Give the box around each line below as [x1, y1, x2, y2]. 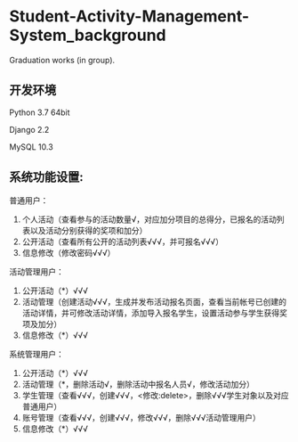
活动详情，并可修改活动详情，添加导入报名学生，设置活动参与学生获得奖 [21, 307, 287, 318]
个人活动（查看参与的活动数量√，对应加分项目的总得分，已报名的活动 [21, 214, 278, 225]
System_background [9, 25, 166, 45]
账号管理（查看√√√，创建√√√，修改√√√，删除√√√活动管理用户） [21, 412, 261, 422]
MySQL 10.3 [9, 141, 53, 152]
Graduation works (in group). [9, 54, 116, 65]
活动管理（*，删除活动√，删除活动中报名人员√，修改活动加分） [21, 379, 255, 389]
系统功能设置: [9, 169, 85, 184]
